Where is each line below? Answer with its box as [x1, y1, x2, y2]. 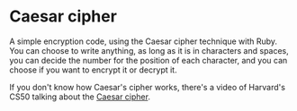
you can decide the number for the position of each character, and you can [9, 55, 288, 65]
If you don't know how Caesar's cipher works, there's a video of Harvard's [9, 81, 286, 92]
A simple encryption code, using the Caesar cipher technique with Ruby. [9, 36, 277, 47]
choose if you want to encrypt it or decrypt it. [9, 64, 177, 75]
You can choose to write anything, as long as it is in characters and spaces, [9, 45, 290, 55]
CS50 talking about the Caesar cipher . [9, 91, 151, 102]
